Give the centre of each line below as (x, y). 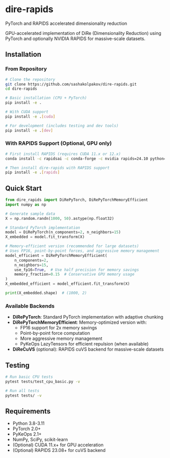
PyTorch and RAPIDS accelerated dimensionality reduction (66, 23)
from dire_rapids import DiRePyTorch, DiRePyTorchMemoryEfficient (77, 200)
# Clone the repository (30, 80)
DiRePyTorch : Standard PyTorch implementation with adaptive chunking (88, 317)
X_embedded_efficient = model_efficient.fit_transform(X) (68, 284)
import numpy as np (26, 204)
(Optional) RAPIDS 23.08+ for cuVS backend (59, 450)
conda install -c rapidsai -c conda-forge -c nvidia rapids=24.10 (77, 159)
